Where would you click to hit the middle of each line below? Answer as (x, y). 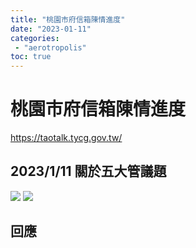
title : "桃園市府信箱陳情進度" (68, 19)
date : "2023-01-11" (51, 29)
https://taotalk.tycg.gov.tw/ (66, 138)
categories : (35, 38)
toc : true (31, 57)
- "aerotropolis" (50, 47)
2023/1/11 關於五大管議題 (88, 171)
